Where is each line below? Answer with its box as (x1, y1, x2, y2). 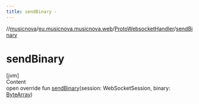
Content (6, 78, 26, 85)
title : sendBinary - (6, 8, 58, 15)
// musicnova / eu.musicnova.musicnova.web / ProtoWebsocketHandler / (6, 25, 176, 32)
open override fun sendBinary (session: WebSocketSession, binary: (6, 84, 171, 92)
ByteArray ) (6, 90, 33, 98)
